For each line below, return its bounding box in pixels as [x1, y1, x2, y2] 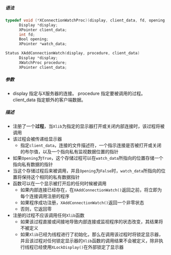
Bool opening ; [18, 37, 49, 42]
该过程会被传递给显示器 [12, 135, 62, 142]
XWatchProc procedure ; [18, 60, 67, 65]
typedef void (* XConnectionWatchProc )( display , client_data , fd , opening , [5, 18, 167, 23]
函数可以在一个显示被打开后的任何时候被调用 [12, 180, 107, 186]
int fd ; [18, 32, 36, 37]
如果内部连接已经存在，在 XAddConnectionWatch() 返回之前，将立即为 [20, 186, 162, 193]
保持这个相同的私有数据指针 [21, 174, 80, 180]
